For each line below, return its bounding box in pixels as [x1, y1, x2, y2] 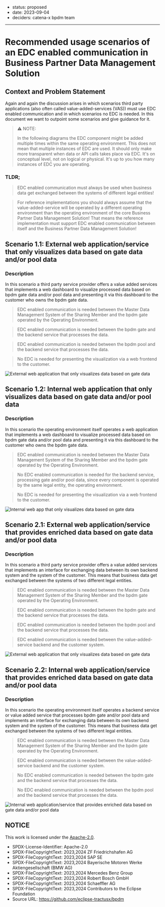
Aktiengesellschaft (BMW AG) [12, 865, 73, 871]
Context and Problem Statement [5, 87, 106, 95]
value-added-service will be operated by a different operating [17, 205, 142, 211]
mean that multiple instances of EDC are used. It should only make [17, 146, 152, 152]
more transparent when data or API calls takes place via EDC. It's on [17, 151, 156, 156]
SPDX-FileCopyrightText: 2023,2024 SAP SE [12, 854, 103, 860]
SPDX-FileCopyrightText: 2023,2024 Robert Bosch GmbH [12, 875, 129, 881]
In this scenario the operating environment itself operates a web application [5, 426, 158, 432]
